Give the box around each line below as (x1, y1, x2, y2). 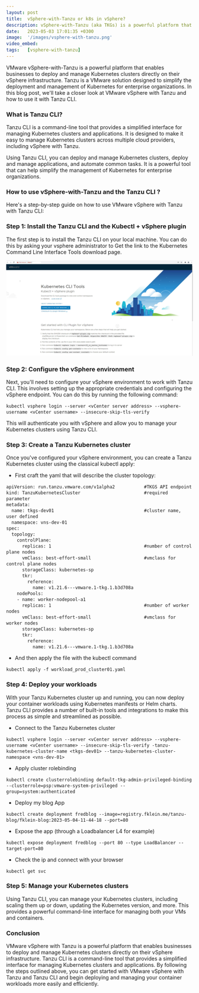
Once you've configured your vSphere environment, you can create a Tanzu (6, 454, 192, 462)
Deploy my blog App (14, 799, 65, 806)
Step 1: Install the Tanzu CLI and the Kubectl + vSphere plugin (6, 222, 187, 230)
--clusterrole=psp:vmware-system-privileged (6, 783, 118, 789)
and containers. (6, 914, 44, 921)
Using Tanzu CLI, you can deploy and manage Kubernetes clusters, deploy (6, 154, 188, 161)
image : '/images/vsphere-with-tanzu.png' (6, 34, 113, 41)
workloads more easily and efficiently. (6, 981, 99, 988)
